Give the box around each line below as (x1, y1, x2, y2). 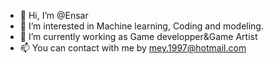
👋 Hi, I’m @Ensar (19, 10, 89, 21)
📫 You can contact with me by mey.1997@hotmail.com (19, 42, 247, 54)
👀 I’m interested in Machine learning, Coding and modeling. (19, 20, 264, 32)
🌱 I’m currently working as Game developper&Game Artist (19, 31, 258, 42)
